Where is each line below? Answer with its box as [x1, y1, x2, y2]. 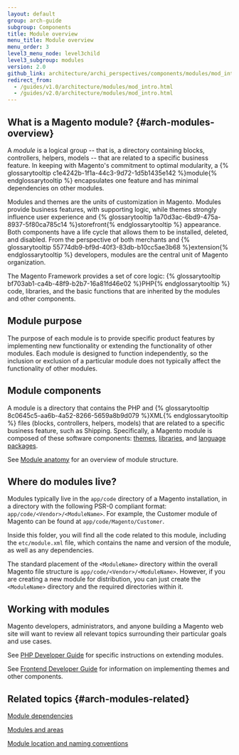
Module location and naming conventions [7, 739, 129, 747]
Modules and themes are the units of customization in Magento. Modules [7, 197, 222, 206]
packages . [7, 441, 38, 450]
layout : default [7, 10, 55, 18]
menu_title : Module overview [7, 37, 94, 44]
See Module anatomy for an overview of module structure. [7, 455, 179, 464]
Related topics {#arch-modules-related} [7, 692, 190, 705]
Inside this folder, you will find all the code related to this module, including [7, 531, 226, 540]
